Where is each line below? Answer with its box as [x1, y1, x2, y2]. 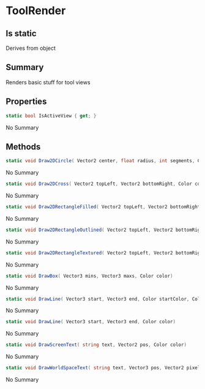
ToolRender [6, 4, 66, 18]
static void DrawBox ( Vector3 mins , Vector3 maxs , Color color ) [6, 273, 173, 279]
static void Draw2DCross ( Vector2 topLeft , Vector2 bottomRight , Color [6, 181, 192, 187]
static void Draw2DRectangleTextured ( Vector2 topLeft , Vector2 [6, 250, 173, 256]
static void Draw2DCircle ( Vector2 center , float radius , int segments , [6, 158, 195, 164]
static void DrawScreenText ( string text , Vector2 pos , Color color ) [6, 342, 187, 348]
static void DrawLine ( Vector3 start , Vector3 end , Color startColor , [6, 296, 190, 302]
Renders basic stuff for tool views [6, 78, 91, 86]
